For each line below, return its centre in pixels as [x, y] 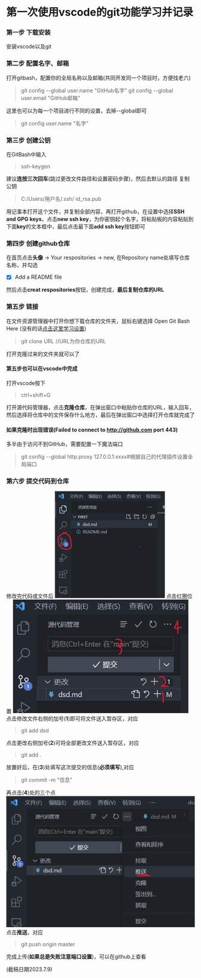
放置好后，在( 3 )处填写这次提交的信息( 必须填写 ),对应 [70, 767]
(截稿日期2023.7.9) [29, 970]
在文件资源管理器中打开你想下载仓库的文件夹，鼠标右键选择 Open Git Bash [98, 321]
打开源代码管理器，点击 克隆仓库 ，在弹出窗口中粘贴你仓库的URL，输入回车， [100, 407]
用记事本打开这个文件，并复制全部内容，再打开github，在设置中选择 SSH [95, 212]
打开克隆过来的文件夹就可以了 [43, 354]
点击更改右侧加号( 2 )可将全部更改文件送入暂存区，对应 [73, 743]
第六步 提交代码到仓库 [38, 481]
